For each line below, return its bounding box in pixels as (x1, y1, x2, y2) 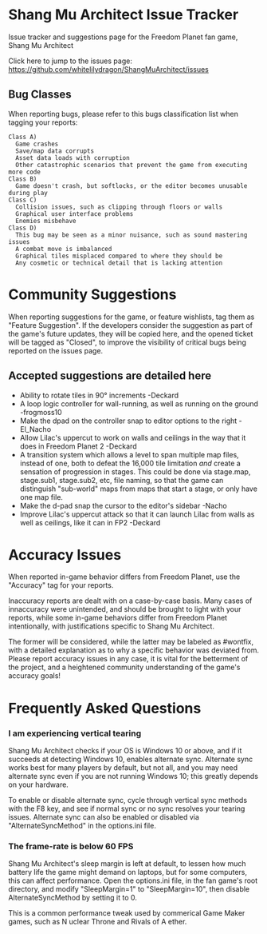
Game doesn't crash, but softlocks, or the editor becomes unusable (15, 182, 248, 190)
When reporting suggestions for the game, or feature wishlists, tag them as (8, 312, 255, 321)
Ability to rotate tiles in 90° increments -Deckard (19, 390, 179, 400)
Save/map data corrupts (15, 146, 94, 155)
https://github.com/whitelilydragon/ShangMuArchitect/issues (8, 64, 210, 74)
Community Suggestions (8, 285, 177, 303)
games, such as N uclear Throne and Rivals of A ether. (8, 917, 187, 927)
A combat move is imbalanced (15, 245, 112, 253)
